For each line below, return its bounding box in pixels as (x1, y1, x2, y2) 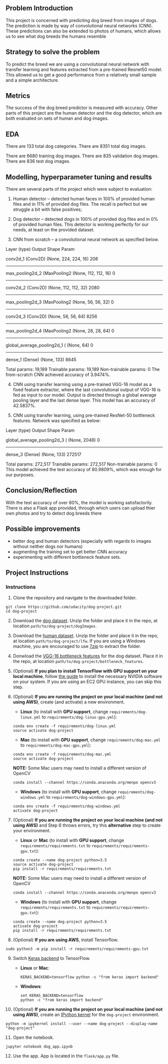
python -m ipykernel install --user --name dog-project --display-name (5, 1021, 158, 1026)
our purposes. (5, 472, 35, 478)
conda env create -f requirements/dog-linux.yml (12, 724, 116, 729)
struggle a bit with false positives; (12, 206, 82, 212)
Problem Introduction (5, 4, 73, 13)
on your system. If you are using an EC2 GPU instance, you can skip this (12, 678, 162, 685)
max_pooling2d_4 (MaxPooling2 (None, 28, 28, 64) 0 (5, 328, 115, 334)
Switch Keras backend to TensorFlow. (12, 955, 91, 961)
